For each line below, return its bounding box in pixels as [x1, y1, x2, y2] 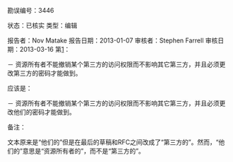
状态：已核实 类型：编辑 [7, 21, 78, 30]
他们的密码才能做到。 [13, 108, 76, 116]
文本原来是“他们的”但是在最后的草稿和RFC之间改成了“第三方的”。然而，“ [7, 138, 219, 146]
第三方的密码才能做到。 [13, 69, 82, 77]
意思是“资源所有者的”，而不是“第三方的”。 [22, 147, 145, 155]
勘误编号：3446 [7, 6, 54, 14]
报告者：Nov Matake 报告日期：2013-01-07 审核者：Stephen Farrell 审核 [7, 36, 218, 45]
